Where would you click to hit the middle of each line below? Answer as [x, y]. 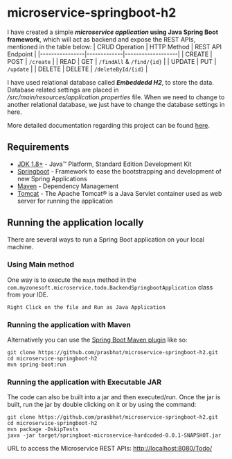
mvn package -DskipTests [43, 429]
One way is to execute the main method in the [72, 280]
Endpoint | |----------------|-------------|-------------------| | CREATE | [110, 54]
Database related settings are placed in [63, 90]
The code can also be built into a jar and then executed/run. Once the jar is [114, 397]
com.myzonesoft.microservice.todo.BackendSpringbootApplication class [110, 287]
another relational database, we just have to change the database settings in [116, 104]
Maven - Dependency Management [68, 186]
